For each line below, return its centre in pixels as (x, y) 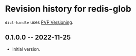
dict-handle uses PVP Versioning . (39, 22)
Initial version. (26, 49)
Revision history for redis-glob (68, 9)
